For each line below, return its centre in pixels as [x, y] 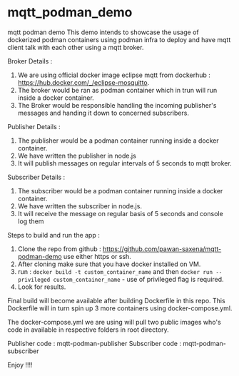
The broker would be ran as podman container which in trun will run [117, 90]
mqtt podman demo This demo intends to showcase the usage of [103, 32]
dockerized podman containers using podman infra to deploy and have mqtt [119, 39]
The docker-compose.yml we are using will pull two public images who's [114, 322]
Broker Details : [30, 61]
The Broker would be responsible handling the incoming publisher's [117, 105]
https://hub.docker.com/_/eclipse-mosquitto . [83, 82]
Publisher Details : [34, 126]
